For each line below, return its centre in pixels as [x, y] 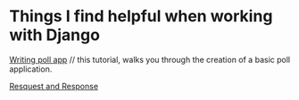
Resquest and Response [54, 86]
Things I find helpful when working [141, 16]
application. [31, 69]
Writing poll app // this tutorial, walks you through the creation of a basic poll [150, 59]
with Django [55, 35]
